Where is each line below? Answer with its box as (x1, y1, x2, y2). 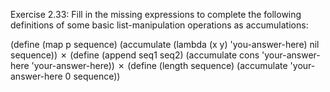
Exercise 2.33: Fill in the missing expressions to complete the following (10, 9, 302, 20)
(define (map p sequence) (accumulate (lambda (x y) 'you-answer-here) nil (10, 39, 320, 50)
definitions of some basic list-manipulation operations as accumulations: (10, 19, 309, 31)
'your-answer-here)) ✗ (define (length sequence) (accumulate (31, 60, 288, 71)
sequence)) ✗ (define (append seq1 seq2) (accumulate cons (10, 49, 260, 61)
